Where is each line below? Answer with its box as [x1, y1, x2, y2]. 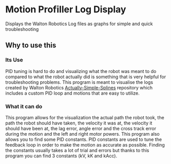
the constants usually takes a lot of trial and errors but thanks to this [5, 147, 149, 153]
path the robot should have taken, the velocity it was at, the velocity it [5, 120, 153, 126]
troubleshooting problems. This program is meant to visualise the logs [5, 79, 153, 85]
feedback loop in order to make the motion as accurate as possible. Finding [5, 141, 165, 148]
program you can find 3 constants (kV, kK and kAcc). [5, 153, 117, 159]
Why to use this [5, 41, 56, 50]
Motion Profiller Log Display [5, 4, 126, 15]
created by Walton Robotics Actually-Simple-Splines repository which [5, 84, 153, 90]
